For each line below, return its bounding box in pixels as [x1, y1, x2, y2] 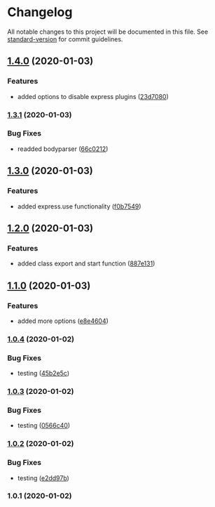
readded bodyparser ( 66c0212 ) [17, 145, 109, 153]
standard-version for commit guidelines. [7, 34, 123, 43]
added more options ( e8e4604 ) [17, 317, 109, 325]
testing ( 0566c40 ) [17, 421, 71, 430]
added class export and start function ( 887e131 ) [17, 259, 155, 268]
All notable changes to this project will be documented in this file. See [7, 27, 209, 36]
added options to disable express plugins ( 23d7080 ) [17, 92, 169, 100]
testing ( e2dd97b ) [17, 473, 70, 482]
